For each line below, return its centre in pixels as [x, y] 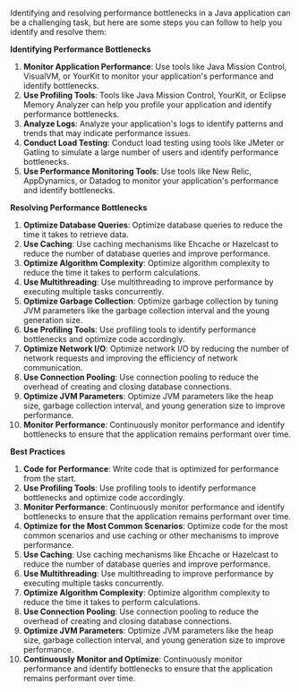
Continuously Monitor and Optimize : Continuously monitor [132, 659]
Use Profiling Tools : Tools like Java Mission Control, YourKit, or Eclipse [154, 95]
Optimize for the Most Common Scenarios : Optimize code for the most [155, 526]
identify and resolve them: [58, 32]
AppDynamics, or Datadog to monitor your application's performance [151, 181]
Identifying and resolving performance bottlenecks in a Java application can [150, 13]
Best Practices [38, 452]
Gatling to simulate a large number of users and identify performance [151, 152]
